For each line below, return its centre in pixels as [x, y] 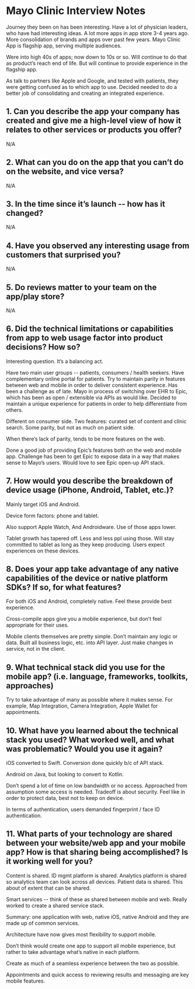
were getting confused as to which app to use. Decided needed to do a [91, 87]
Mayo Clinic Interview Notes [76, 11]
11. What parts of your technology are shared [89, 834]
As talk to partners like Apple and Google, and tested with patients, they [93, 81]
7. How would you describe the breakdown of [90, 481]
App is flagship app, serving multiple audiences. [64, 46]
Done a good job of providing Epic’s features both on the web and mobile [94, 450]
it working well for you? [50, 861]
